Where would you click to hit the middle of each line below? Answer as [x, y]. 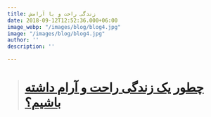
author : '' [23, 40]
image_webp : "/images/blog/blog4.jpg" [64, 27]
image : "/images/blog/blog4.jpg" [56, 33]
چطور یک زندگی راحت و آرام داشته [114, 88]
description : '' [31, 47]
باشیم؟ [43, 103]
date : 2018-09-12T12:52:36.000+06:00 [63, 20]
